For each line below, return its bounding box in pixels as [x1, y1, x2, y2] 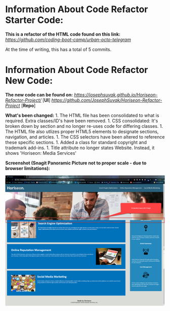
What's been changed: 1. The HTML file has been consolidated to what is [5, 112, 159, 118]
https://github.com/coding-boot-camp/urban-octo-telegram [5, 37, 132, 43]
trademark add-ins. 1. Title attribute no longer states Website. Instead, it [5, 145, 155, 151]
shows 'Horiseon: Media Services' [5, 150, 77, 156]
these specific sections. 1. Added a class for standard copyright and [5, 139, 147, 145]
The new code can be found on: [5, 91, 73, 97]
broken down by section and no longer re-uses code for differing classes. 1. [5, 123, 163, 129]
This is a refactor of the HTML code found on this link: [5, 31, 120, 37]
